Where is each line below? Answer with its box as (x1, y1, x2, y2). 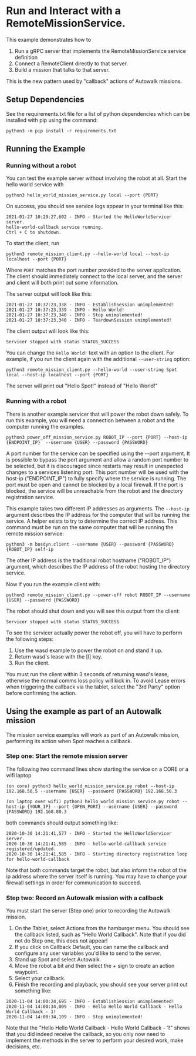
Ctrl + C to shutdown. (6, 229, 62, 236)
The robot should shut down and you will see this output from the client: (6, 607, 180, 614)
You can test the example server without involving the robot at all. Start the (6, 175, 187, 182)
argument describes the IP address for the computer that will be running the (6, 511, 190, 518)
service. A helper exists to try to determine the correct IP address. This (6, 517, 178, 524)
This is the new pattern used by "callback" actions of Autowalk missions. (6, 78, 183, 85)
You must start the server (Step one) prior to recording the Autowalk (6, 907, 171, 914)
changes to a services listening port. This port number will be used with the (6, 469, 189, 476)
